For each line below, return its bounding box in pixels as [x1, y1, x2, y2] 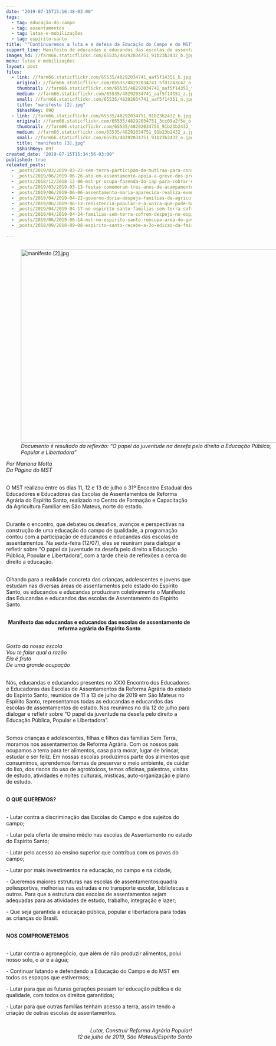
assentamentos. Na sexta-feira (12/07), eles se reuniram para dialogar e [6, 539, 181, 546]
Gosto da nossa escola [6, 642, 63, 649]
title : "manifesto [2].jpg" [17, 101, 86, 108]
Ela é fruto [6, 655, 31, 662]
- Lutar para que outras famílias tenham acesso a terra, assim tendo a [6, 1003, 176, 1010]
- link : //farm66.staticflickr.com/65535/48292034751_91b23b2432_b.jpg [11, 113, 192, 119]
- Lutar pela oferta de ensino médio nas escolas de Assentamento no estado [6, 831, 192, 838]
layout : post [6, 63, 38, 70]
